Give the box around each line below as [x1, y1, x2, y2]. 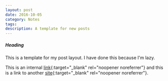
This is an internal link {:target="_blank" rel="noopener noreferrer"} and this [5, 64, 163, 71]
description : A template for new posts [5, 26, 90, 31]
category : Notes [5, 17, 40, 22]
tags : [5, 21, 17, 27]
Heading [5, 42, 24, 48]
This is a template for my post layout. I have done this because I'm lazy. [5, 55, 155, 61]
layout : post [5, 7, 33, 13]
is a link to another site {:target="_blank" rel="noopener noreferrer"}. [5, 70, 149, 76]
